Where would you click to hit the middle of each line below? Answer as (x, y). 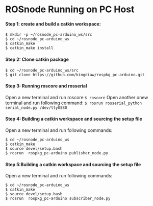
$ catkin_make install (29, 48)
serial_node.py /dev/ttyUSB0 (36, 108)
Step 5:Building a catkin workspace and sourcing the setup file (73, 164)
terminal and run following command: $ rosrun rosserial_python (73, 103)
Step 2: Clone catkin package (37, 59)
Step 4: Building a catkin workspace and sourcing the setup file (74, 119)
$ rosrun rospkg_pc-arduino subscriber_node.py (58, 199)
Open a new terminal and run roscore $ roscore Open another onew (77, 97)
